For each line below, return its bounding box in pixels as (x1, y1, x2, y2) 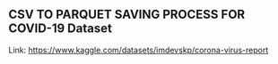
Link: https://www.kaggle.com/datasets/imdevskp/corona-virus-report (8, 44, 269, 55)
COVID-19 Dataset (8, 21, 113, 36)
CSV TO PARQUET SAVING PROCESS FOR (8, 7, 246, 22)
